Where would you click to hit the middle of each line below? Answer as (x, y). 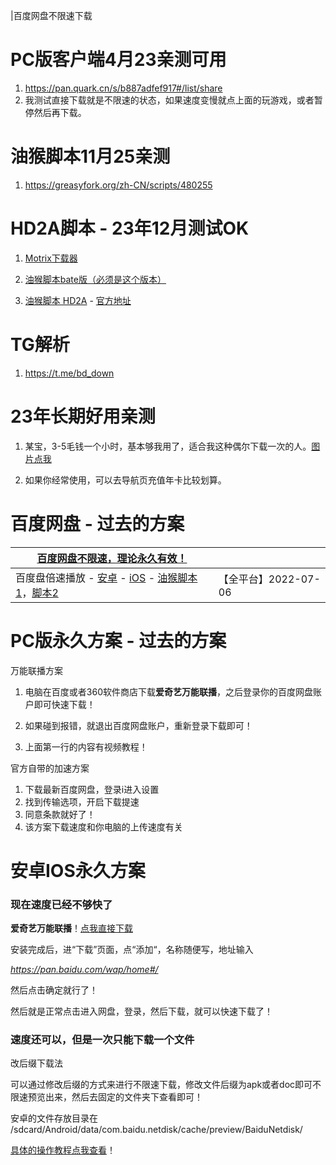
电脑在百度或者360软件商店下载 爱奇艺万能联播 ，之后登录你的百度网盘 (168, 691)
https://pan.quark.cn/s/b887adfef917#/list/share (123, 88)
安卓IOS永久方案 (78, 870)
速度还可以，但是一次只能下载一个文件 (102, 1039)
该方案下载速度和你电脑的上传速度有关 (103, 826)
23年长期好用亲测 (83, 416)
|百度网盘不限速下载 (51, 15)
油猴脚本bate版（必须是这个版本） (95, 279)
